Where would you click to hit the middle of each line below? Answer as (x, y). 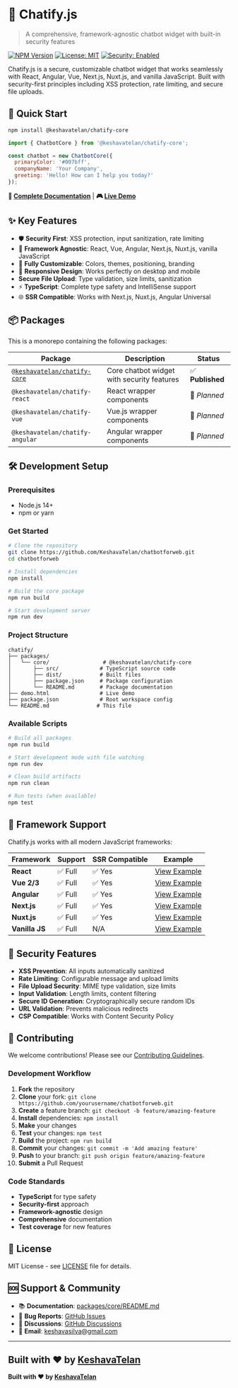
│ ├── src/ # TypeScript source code (92, 668)
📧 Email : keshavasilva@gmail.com (68, 1331)
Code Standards (37, 1181)
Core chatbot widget (141, 370)
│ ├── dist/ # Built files (75, 675)
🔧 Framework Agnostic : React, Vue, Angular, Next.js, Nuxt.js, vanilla (118, 248)
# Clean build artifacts (44, 777)
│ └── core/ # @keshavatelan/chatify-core (100, 662)
